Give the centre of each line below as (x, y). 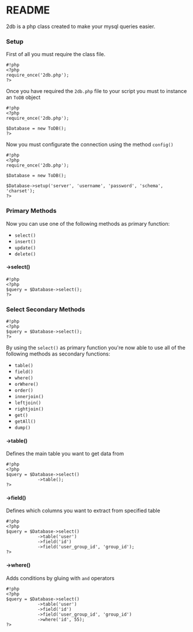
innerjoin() (29, 397)
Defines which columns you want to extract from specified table (83, 511)
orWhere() (27, 384)
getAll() (25, 422)
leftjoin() (28, 403)
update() (25, 248)
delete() (25, 254)
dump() (23, 428)
